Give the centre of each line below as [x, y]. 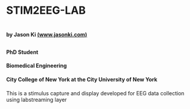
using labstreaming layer [37, 99]
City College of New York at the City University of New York [82, 79]
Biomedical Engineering [37, 66]
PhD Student [22, 52]
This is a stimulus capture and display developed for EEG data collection [95, 93]
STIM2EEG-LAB [46, 10]
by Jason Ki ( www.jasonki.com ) [47, 35]
